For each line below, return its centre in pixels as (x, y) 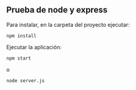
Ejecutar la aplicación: (34, 47)
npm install (21, 36)
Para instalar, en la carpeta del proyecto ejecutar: (68, 24)
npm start (19, 58)
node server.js (26, 81)
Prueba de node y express (57, 10)
